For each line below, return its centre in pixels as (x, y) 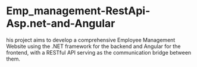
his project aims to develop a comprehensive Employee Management (91, 40)
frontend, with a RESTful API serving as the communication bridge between (99, 52)
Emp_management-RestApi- (78, 11)
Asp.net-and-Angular (61, 23)
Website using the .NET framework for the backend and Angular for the (93, 46)
